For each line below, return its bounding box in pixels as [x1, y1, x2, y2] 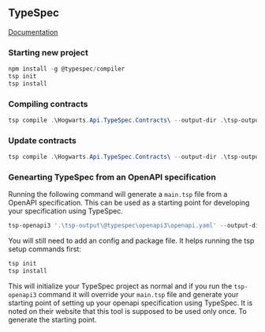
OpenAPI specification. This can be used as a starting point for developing [8, 198, 250, 208]
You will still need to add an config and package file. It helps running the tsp [8, 236, 255, 246]
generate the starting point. [8, 315, 97, 324]
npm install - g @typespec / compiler [8, 65, 125, 74]
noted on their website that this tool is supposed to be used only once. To [8, 307, 247, 315]
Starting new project [8, 47, 88, 58]
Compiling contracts [8, 98, 88, 109]
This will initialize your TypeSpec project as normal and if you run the [8, 281, 233, 291]
